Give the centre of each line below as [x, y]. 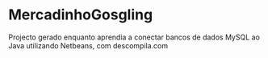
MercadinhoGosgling [81, 15]
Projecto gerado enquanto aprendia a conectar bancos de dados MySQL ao [134, 37]
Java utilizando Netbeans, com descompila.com [88, 45]
